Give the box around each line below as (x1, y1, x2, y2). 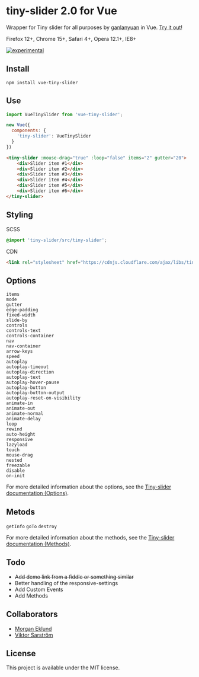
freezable (6, 462, 31, 469)
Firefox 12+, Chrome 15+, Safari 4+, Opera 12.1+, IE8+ (6, 35, 137, 42)
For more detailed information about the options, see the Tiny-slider (6, 483, 172, 490)
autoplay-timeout (6, 364, 49, 370)
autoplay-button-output (6, 390, 65, 396)
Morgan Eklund (14, 625, 52, 632)
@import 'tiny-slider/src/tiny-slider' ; (6, 237, 108, 243)
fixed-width (6, 312, 36, 318)
